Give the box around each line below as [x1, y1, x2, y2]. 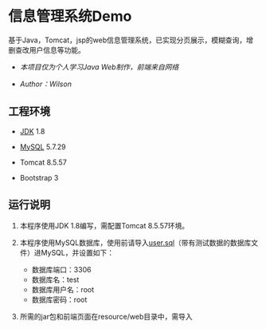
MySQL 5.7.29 [19, 141, 66, 152]
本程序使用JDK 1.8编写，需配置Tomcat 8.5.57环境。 [19, 220, 190, 230]
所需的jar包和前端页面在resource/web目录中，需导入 [19, 311, 193, 321]
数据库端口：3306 [31, 264, 92, 274]
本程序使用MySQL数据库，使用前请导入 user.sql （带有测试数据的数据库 [19, 237, 252, 248]
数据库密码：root [31, 295, 88, 304]
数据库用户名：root [31, 284, 95, 294]
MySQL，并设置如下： [41, 248, 114, 257]
